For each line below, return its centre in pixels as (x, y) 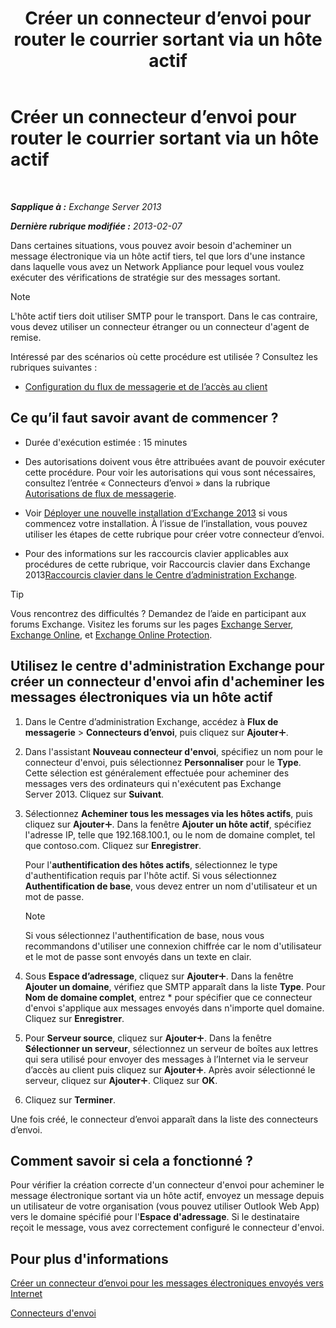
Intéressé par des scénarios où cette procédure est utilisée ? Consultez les (164, 356)
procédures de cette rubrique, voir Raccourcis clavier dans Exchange (167, 564)
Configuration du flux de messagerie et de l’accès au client (146, 386)
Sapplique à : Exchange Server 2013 (86, 206)
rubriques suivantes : (54, 367)
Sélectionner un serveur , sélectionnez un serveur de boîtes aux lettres (171, 1048)
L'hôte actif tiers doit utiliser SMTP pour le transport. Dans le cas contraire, (164, 316)
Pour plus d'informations (89, 1258)
